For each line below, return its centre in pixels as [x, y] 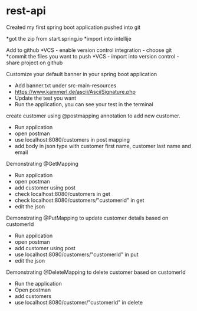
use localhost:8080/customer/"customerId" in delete [79, 302]
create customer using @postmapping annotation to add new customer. [93, 116]
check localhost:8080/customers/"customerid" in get [79, 200]
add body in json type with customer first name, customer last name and [103, 146]
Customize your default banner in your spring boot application [82, 74]
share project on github [35, 63]
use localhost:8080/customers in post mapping [72, 139]
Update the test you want [45, 98]
